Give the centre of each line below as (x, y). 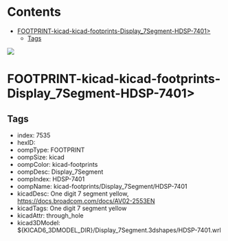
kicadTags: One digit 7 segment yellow (72, 208)
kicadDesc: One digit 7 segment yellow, (73, 194)
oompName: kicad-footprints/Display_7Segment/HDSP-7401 (102, 186)
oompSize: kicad (41, 157)
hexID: (26, 142)
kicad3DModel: (38, 222)
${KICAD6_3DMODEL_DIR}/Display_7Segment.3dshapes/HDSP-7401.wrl (119, 230)
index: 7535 (34, 135)
